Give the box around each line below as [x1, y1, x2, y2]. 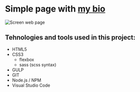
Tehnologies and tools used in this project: [5, 33, 136, 42]
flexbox [19, 57, 34, 62]
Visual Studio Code [12, 82, 51, 88]
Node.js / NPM [12, 77, 42, 83]
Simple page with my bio [5, 3, 105, 15]
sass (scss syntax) [19, 61, 56, 67]
